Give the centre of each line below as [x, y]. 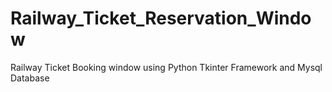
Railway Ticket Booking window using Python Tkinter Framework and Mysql [166, 67]
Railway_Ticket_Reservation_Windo [161, 18]
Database [30, 78]
